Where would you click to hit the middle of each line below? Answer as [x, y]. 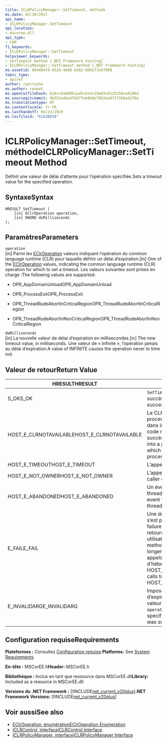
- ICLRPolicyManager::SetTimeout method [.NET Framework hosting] [75, 65]
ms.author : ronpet [24, 89]
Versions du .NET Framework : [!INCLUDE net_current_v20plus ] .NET [76, 691]
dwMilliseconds [21, 333]
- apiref [14, 79]
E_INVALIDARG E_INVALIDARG [43, 606]
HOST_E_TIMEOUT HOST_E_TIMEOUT [51, 465]
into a [153, 444]
